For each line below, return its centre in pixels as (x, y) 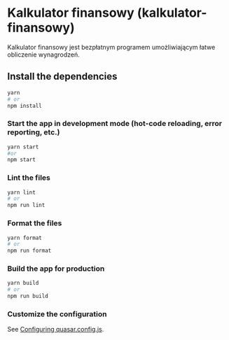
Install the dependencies (62, 77)
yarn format (25, 238)
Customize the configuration (57, 314)
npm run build (28, 296)
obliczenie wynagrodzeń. (44, 55)
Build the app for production (56, 269)
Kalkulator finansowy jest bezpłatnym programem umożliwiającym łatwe (111, 47)
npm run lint (26, 205)
